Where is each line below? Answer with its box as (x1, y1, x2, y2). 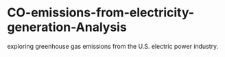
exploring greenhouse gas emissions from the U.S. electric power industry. (7, 42, 219, 50)
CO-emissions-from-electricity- (7, 5, 194, 21)
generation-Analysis (7, 19, 127, 35)
